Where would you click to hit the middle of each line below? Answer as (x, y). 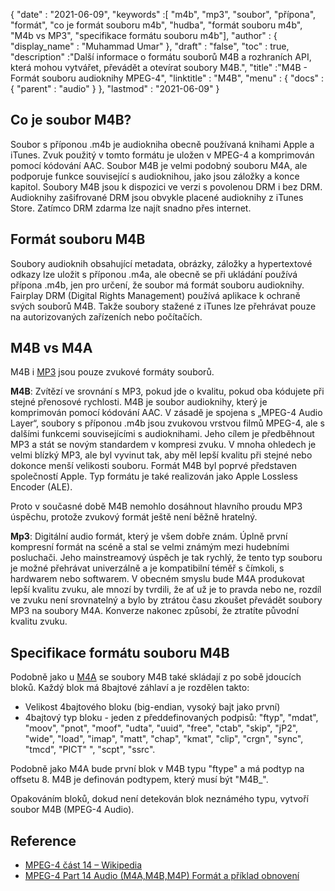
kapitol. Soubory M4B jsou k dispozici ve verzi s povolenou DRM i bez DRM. (166, 186)
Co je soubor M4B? (71, 120)
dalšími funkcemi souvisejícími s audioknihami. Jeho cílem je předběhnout (162, 434)
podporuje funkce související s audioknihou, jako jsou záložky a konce (155, 176)
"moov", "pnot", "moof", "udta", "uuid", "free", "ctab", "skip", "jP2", (161, 728)
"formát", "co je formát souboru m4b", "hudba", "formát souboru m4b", (156, 25)
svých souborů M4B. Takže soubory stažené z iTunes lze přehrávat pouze (163, 306)
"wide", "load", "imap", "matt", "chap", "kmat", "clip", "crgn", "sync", (164, 739)
